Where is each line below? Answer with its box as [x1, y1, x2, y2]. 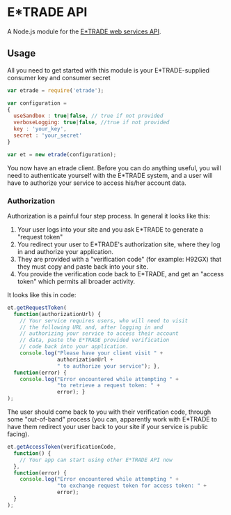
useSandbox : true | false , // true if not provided [13, 112, 164, 119]
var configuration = [7, 99, 67, 107]
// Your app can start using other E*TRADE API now [19, 456, 173, 463]
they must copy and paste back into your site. [17, 262, 148, 271]
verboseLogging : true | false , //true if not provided [13, 119, 170, 126]
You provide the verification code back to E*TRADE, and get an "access [17, 269, 224, 278]
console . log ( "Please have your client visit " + [19, 350, 164, 357]
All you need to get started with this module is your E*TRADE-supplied [7, 66, 210, 74]
